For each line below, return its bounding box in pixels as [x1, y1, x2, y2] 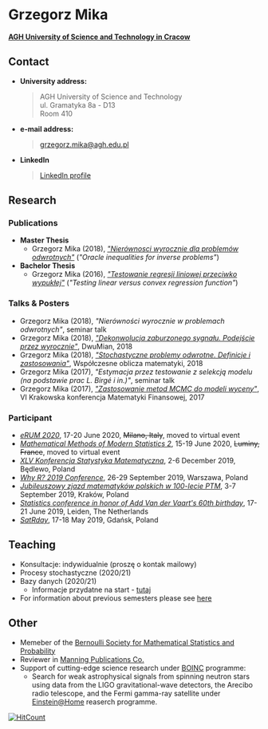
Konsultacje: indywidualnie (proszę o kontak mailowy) [19, 559, 197, 569]
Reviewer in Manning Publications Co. [19, 654, 145, 664]
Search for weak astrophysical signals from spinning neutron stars [31, 672, 250, 681]
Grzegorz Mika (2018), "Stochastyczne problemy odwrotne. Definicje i [19, 349, 251, 360]
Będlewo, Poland [19, 464, 76, 474]
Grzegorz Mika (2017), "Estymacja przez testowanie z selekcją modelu [19, 367, 253, 376]
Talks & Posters [8, 298, 70, 309]
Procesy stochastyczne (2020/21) [19, 568, 132, 577]
